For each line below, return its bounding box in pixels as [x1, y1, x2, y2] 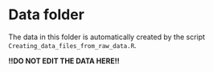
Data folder [8, 6, 84, 24]
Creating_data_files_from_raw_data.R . [8, 40, 137, 50]
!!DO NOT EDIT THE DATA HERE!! [8, 56, 120, 66]
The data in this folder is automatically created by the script [8, 32, 206, 42]
